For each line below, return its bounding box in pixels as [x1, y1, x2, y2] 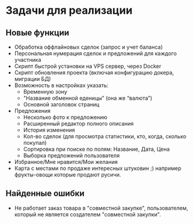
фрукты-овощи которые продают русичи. [14, 171, 121, 178]
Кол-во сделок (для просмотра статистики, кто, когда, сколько [23, 133, 187, 140]
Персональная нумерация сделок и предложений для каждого [14, 50, 177, 57]
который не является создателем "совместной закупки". [14, 211, 162, 218]
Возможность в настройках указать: [14, 82, 109, 89]
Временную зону [23, 88, 67, 95]
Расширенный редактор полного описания [23, 120, 134, 127]
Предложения [14, 107, 51, 114]
